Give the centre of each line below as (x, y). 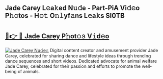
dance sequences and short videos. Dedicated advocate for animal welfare (81, 61)
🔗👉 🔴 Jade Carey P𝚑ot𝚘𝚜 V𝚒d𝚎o (57, 36)
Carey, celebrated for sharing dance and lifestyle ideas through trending (78, 56)
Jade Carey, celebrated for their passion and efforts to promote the (73, 66)
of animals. (29, 71)
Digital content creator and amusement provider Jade (104, 50)
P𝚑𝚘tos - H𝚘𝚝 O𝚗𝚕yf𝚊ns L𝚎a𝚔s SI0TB (65, 16)
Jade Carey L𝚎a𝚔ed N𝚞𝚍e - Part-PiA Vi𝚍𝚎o (72, 8)
